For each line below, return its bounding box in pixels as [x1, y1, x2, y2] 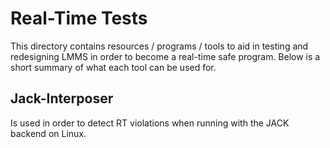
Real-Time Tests [10, 7, 148, 30]
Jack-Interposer [10, 90, 114, 107]
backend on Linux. [10, 127, 87, 139]
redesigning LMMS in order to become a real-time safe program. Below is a [10, 50, 321, 62]
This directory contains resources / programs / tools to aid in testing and [10, 40, 309, 52]
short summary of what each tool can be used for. [10, 61, 217, 73]
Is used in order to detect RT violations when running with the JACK [10, 117, 290, 129]
